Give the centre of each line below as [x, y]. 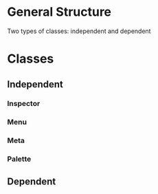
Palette [19, 159]
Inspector [24, 104]
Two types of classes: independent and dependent [79, 31]
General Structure [59, 12]
